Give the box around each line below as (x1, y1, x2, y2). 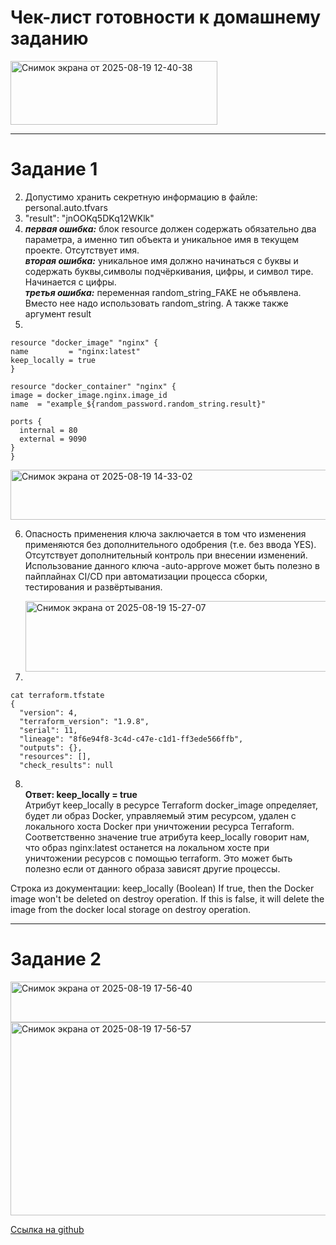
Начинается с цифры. (24, 276, 117, 288)
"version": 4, (19, 707, 78, 718)
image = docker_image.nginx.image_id (10, 390, 168, 400)
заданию (10, 27, 89, 50)
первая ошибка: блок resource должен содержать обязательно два (24, 222, 317, 235)
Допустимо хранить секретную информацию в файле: (24, 191, 258, 203)
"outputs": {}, (19, 742, 83, 753)
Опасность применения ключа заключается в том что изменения (24, 527, 307, 540)
